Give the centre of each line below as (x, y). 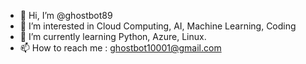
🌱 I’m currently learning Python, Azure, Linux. (113, 36)
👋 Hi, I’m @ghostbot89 (66, 15)
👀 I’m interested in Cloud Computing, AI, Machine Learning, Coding (158, 26)
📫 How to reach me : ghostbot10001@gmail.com (120, 48)
